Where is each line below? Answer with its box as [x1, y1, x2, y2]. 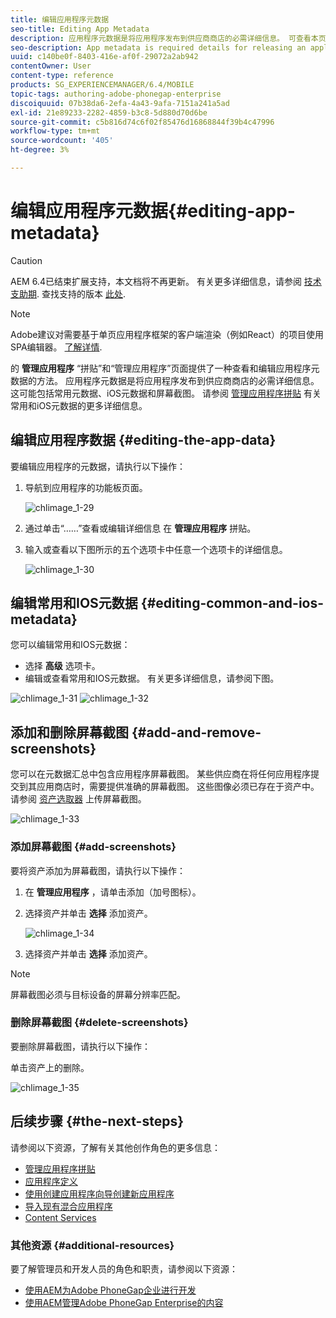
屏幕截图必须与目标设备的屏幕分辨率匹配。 [10, 988, 186, 1000]
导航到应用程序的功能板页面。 [24, 481, 148, 493]
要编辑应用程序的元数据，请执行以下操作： [10, 460, 186, 472]
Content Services [24, 1211, 97, 1223]
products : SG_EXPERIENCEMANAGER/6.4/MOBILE [10, 80, 195, 90]
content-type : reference [10, 71, 114, 81]
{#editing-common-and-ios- [140, 595, 325, 612]
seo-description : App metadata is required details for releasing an [10, 42, 307, 53]
